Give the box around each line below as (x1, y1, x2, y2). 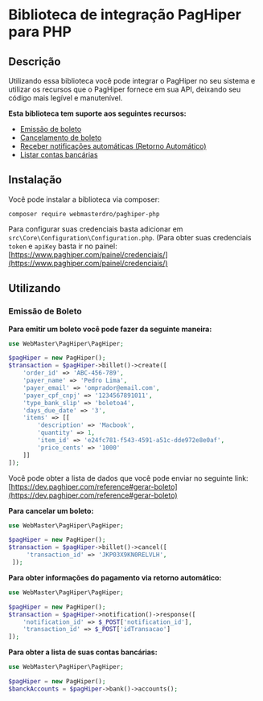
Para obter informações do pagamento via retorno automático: (8, 572, 222, 582)
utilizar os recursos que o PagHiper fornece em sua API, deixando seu (8, 84, 241, 94)
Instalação (8, 173, 63, 187)
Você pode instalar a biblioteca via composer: (8, 195, 160, 204)
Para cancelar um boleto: (8, 506, 94, 515)
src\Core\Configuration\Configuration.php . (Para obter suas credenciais (8, 232, 252, 242)
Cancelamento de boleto (19, 133, 102, 142)
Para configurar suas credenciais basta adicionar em (8, 223, 183, 234)
